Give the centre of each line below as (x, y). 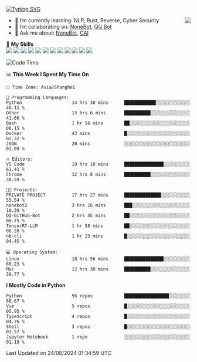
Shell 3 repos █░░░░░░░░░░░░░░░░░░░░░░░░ (98, 327)
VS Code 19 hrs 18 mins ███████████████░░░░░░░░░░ (98, 164)
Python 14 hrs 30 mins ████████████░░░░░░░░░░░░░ (98, 103)
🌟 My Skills (20, 44)
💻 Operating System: (32, 252)
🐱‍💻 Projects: (22, 190)
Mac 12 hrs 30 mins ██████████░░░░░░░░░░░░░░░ (98, 269)
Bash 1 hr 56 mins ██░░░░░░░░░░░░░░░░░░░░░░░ (98, 123)
